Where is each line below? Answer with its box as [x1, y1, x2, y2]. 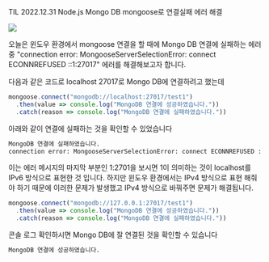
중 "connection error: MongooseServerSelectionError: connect [8, 49, 216, 59]
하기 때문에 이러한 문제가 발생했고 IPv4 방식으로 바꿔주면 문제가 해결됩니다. [16, 183, 254, 192]
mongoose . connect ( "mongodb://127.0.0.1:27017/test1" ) [8, 199, 194, 208]
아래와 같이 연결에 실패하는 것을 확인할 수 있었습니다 [8, 124, 172, 133]
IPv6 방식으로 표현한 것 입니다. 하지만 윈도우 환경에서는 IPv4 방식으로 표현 [8, 173, 242, 183]
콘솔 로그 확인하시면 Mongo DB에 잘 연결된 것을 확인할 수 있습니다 [8, 230, 218, 239]
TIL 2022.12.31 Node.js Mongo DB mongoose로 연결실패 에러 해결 [8, 7, 223, 16]
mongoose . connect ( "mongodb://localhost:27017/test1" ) [8, 93, 194, 101]
